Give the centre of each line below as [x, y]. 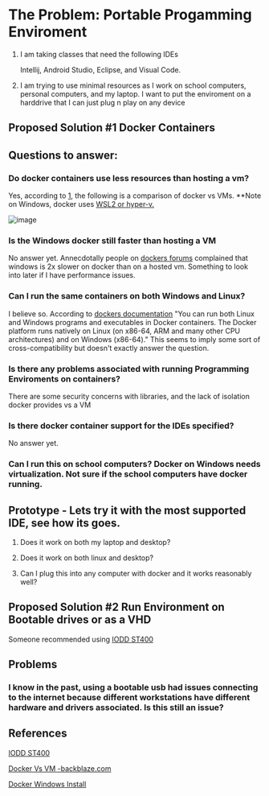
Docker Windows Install [47, 784]
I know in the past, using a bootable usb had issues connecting [133, 687]
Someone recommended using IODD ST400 [81, 639]
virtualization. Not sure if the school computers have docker [128, 474]
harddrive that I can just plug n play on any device [102, 102]
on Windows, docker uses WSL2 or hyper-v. [82, 204]
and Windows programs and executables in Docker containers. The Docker [132, 322]
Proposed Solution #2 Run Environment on [116, 607]
